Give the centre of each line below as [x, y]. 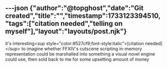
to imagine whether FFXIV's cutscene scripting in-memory [82, 49]
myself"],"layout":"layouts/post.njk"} [66, 32]
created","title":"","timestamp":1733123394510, [83, 16]
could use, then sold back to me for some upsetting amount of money [77, 59]
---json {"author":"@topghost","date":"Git [74, 8]
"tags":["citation [32, 24]
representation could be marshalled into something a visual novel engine [80, 54]
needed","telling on [92, 24]
